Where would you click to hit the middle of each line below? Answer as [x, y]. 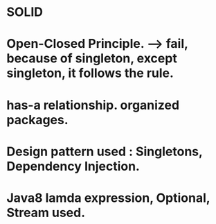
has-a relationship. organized [93, 105]
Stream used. [46, 213]
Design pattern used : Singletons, [105, 152]
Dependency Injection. [73, 166]
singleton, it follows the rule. [90, 73]
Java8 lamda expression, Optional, [108, 198]
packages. [37, 120]
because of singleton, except [92, 59]
